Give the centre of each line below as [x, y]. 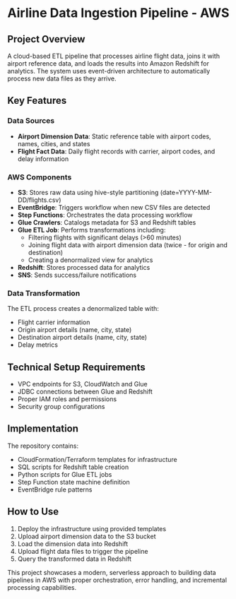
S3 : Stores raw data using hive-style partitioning [88, 192]
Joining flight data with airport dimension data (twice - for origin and [128, 244]
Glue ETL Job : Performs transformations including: [92, 230]
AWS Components [40, 177]
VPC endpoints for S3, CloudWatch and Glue [83, 384]
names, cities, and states [54, 143]
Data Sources [31, 121]
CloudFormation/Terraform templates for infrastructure [98, 459]
